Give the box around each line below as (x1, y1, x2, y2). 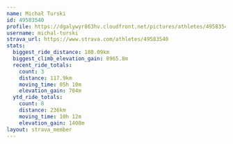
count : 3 (19, 68, 45, 75)
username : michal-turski (6, 29, 79, 37)
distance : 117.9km (19, 74, 72, 82)
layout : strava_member (6, 126, 72, 133)
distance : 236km (19, 107, 67, 114)
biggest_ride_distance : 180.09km (13, 49, 110, 56)
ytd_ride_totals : (13, 94, 63, 101)
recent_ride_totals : (13, 62, 72, 69)
